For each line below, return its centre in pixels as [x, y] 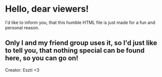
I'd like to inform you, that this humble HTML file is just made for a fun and [80, 22]
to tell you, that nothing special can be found [75, 50]
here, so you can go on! [42, 58]
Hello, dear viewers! [47, 9]
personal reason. [22, 27]
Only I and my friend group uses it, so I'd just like [81, 43]
